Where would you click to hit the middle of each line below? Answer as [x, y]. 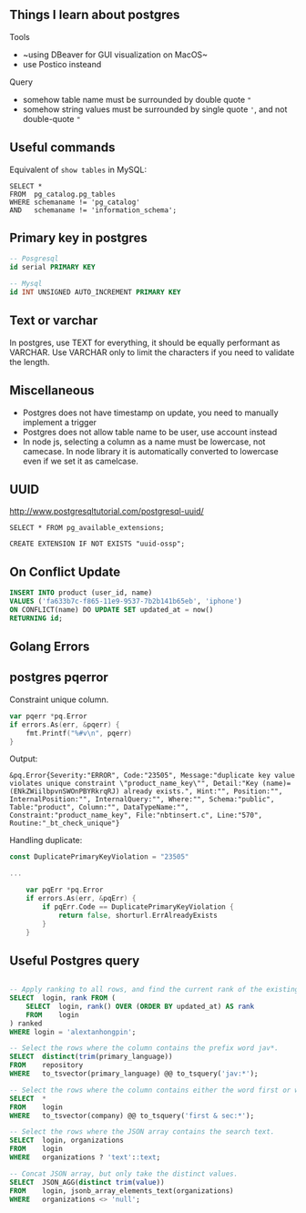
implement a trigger [60, 422]
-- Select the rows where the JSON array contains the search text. [142, 1132]
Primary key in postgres [78, 238]
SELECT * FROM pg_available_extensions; [87, 528]
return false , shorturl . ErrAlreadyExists [138, 915]
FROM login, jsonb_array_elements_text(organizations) [122, 1191]
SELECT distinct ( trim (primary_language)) [91, 1057]
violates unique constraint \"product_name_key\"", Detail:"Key [134, 784]
